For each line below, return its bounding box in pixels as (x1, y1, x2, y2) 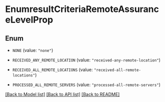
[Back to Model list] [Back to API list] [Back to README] (5, 91, 120, 97)
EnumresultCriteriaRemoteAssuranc (5, 3, 159, 15)
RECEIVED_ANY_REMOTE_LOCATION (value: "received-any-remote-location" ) (12, 57, 161, 63)
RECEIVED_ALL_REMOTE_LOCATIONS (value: (12, 66, 93, 72)
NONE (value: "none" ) (12, 47, 53, 53)
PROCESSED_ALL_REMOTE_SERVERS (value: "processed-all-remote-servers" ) (12, 81, 161, 87)
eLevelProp (5, 14, 53, 25)
